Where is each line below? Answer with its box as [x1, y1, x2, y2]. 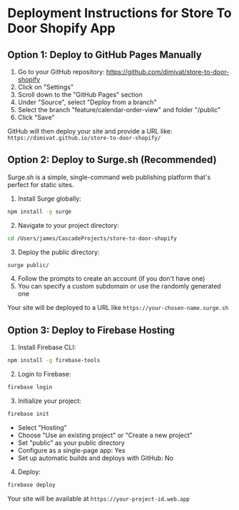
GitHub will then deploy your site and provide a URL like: [7, 127, 173, 135]
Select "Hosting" [17, 423, 68, 431]
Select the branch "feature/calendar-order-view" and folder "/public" [17, 106, 221, 114]
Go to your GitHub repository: [17, 68, 105, 76]
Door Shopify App [7, 20, 116, 36]
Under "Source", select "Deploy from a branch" [17, 98, 157, 106]
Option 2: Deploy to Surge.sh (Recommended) [7, 154, 217, 166]
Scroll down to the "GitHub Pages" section [17, 91, 143, 99]
